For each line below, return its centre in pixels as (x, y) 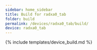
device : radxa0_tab (26, 28)
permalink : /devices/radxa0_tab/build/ (47, 24)
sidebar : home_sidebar (29, 10)
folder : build (20, 19)
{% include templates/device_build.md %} (49, 42)
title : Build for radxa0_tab (36, 14)
